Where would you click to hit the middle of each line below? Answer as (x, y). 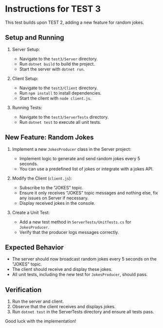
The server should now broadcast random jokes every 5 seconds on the (84, 259)
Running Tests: (27, 107)
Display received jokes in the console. (57, 203)
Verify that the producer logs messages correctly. (69, 232)
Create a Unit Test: (31, 213)
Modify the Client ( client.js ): (42, 178)
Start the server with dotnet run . (52, 69)
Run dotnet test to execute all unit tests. (60, 122)
